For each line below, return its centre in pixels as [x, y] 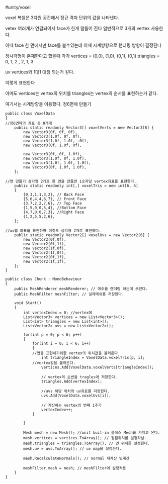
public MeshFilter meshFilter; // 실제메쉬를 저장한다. [69, 294]
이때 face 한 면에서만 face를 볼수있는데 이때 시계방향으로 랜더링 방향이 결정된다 [83, 45]
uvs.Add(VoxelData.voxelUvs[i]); [76, 396]
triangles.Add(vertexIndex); [71, 381]
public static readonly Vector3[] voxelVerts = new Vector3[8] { [84, 128]
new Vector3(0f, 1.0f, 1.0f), [55, 167]
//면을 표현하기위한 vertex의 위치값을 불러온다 [75, 353]
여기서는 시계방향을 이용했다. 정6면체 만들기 [48, 104]
